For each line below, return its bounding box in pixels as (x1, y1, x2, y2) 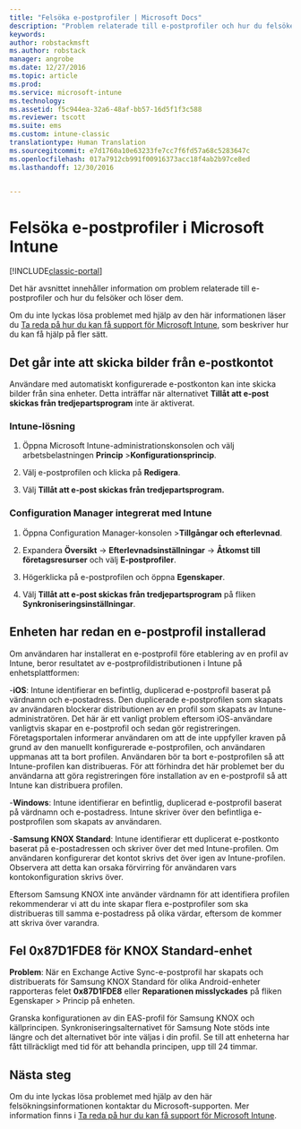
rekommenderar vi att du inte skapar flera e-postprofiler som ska (9, 898, 249, 909)
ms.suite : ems (9, 122, 63, 131)
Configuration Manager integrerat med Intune (9, 507, 212, 519)
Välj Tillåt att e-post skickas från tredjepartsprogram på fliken (21, 588, 256, 600)
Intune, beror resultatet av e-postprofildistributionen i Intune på (9, 657, 243, 668)
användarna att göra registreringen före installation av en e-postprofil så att (9, 770, 288, 781)
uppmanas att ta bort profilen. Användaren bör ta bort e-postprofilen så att (9, 751, 285, 762)
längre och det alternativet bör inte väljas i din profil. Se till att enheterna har (9, 1031, 289, 1043)
